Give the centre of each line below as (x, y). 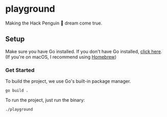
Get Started (20, 70)
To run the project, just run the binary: (45, 100)
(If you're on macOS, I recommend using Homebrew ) (61, 57)
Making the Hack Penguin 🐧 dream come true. (54, 23)
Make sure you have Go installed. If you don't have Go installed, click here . (84, 51)
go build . (17, 91)
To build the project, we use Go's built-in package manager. (68, 81)
